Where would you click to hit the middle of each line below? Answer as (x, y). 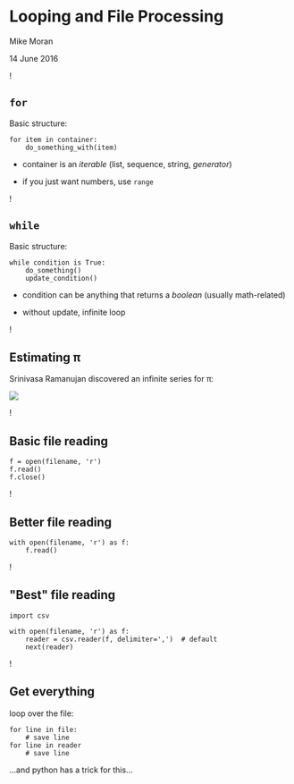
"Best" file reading (63, 595)
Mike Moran (31, 41)
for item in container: (54, 139)
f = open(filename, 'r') (55, 462)
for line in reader (46, 745)
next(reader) (50, 647)
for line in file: (43, 729)
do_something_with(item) (71, 148)
